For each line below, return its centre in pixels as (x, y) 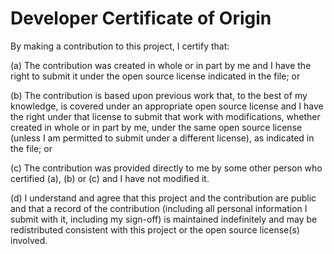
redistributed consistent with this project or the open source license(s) (155, 229)
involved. (29, 240)
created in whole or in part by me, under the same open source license (156, 127)
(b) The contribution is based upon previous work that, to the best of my (159, 95)
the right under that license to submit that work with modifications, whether (165, 116)
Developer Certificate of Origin (141, 18)
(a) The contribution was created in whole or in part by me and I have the (161, 65)
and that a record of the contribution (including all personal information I (159, 208)
